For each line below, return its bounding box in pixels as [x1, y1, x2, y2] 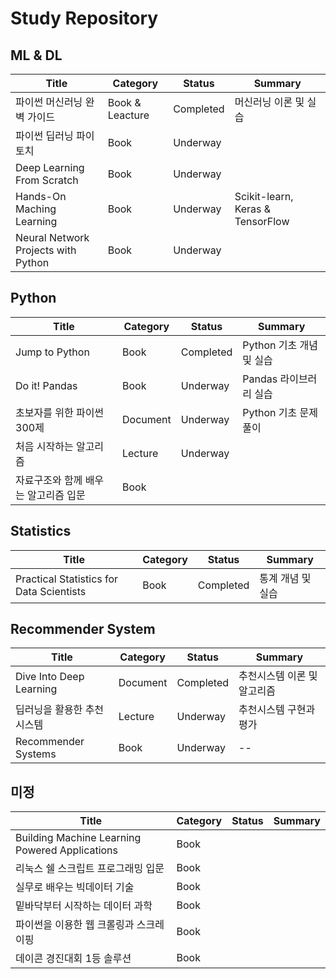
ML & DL [10, 47, 63, 64]
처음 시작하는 [15, 439, 74, 453]
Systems [15, 747, 57, 761]
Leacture [107, 108, 150, 122]
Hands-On [15, 190, 67, 203]
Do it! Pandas [15, 378, 78, 392]
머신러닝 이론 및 [234, 95, 305, 109]
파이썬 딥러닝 [15, 129, 74, 142]
